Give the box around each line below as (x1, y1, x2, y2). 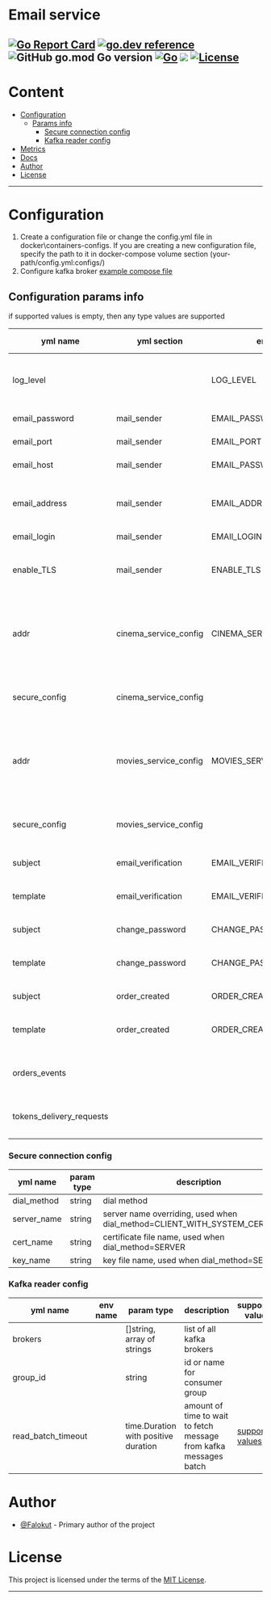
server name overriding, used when (102, 1208, 238, 1219)
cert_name (12, 1236, 53, 1248)
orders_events (12, 1067, 67, 1079)
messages (184, 1451, 223, 1462)
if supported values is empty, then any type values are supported (8, 311, 225, 321)
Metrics (19, 144, 46, 154)
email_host (12, 459, 54, 470)
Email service (8, 6, 101, 24)
